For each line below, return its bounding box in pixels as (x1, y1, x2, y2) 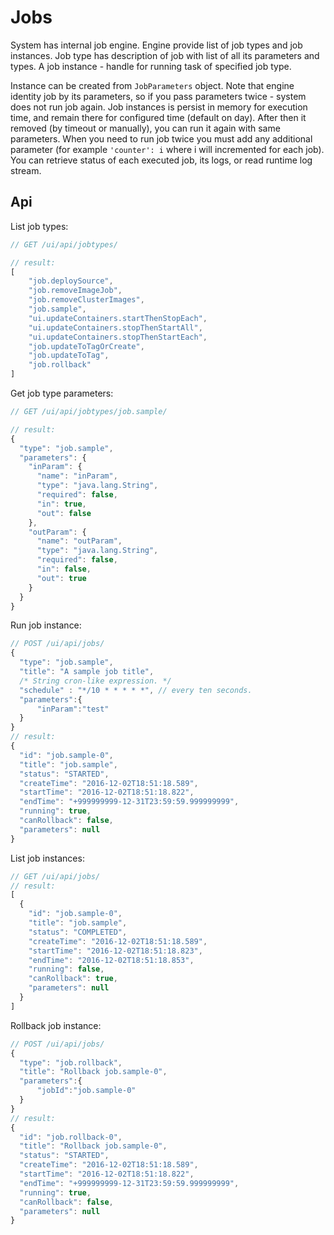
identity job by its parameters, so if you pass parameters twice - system (10, 90, 307, 102)
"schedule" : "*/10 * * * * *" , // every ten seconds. (19, 685, 253, 695)
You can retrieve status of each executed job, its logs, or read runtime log (10, 154, 313, 166)
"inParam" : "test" (36, 704, 110, 714)
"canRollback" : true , (28, 974, 118, 984)
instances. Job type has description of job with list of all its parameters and (10, 49, 320, 61)
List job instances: (10, 852, 85, 864)
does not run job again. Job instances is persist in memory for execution (10, 101, 308, 113)
